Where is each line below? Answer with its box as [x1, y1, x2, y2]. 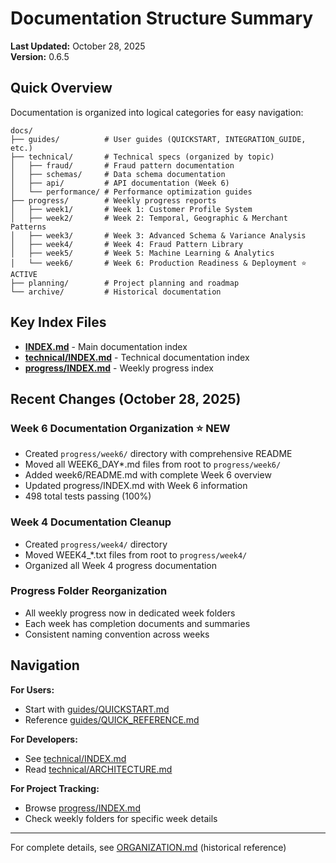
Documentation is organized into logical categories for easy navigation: [10, 106, 304, 118]
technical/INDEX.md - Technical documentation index [24, 351, 250, 363]
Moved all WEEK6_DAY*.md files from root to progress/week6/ [24, 458, 282, 471]
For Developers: [10, 733, 78, 745]
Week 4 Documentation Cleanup [10, 515, 172, 529]
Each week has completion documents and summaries [24, 617, 251, 629]
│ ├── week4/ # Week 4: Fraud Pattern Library [10, 239, 244, 249]
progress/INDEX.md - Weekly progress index [24, 362, 214, 374]
